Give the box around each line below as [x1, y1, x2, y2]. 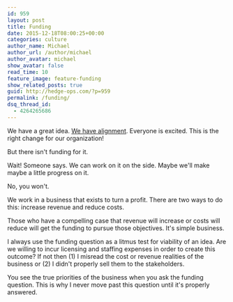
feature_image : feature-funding [7, 75, 101, 82]
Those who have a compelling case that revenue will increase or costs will [7, 216, 220, 225]
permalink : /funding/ [7, 95, 70, 102]
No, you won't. [7, 182, 50, 190]
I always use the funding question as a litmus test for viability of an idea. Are [7, 237, 227, 246]
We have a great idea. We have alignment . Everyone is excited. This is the [7, 126, 219, 135]
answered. [7, 287, 38, 296]
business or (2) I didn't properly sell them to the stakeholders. [7, 259, 185, 268]
